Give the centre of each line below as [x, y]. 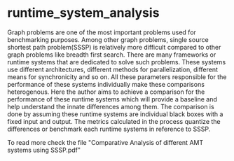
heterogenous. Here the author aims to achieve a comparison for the [106, 92]
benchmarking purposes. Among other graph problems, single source [108, 39]
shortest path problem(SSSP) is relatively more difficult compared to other [114, 47]
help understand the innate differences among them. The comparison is [111, 106]
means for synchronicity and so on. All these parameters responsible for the [117, 77]
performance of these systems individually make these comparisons [106, 84]
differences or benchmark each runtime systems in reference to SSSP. [109, 129]
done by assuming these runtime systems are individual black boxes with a [115, 114]
